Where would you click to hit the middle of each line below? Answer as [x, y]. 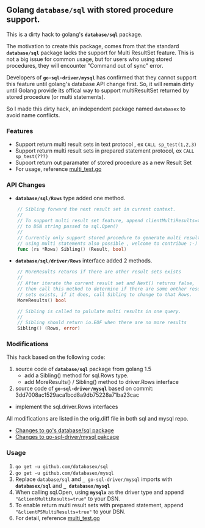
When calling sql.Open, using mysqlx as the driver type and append [99, 492]
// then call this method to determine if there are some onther [102, 289]
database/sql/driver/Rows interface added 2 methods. [84, 261]
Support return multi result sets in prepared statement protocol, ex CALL [105, 151]
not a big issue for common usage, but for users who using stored [89, 59]
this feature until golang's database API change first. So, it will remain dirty [100, 84]
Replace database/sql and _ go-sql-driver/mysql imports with [94, 479]
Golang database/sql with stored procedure [90, 10]
